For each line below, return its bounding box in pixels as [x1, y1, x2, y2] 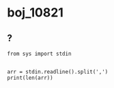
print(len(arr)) [7, 74, 53, 81]
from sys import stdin [7, 50, 72, 57]
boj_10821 [7, 5, 63, 21]
